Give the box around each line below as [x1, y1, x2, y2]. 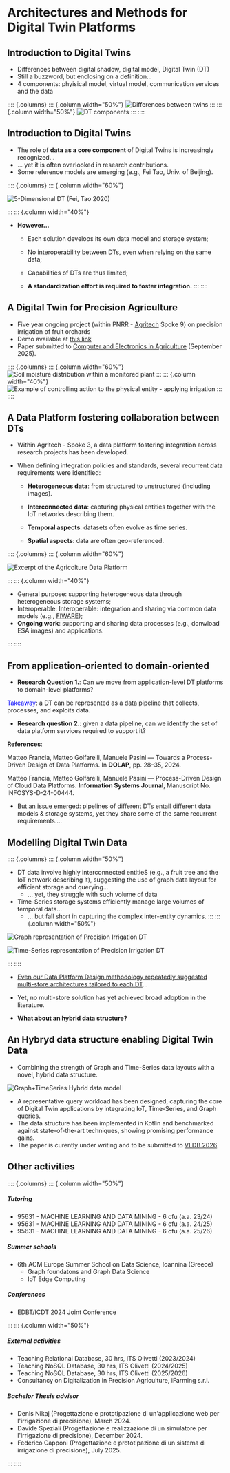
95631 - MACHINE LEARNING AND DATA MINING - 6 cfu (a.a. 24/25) [17, 1220, 213, 1228]
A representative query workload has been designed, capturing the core [17, 1096, 222, 1105]
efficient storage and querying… [17, 883, 109, 891]
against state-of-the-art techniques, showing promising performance [17, 1126, 213, 1134]
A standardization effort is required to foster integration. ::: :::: [27, 282, 208, 290]
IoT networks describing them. [27, 510, 114, 518]
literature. [17, 1001, 45, 1009]
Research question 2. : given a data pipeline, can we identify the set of [17, 719, 218, 728]
